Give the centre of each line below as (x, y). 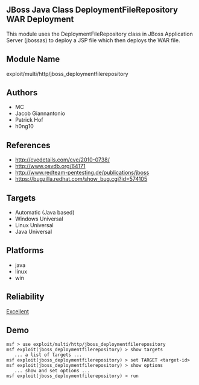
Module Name (33, 59)
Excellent (17, 311)
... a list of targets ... (48, 355)
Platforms (25, 250)
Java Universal (33, 232)
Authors (22, 93)
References (28, 145)
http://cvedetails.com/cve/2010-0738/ (62, 160)
